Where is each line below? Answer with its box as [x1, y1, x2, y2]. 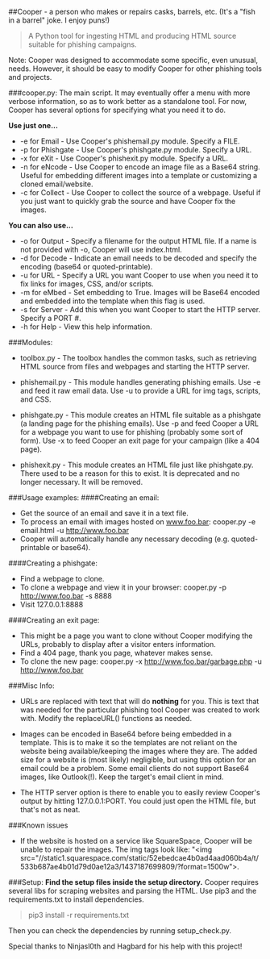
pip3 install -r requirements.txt [27, 911, 130, 919]
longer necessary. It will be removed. [19, 477, 143, 486]
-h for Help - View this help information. [19, 322, 153, 331]
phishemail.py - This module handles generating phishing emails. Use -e [19, 377, 261, 386]
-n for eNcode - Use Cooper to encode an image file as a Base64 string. [19, 162, 260, 172]
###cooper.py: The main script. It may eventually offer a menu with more [8, 88, 251, 98]
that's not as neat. [19, 805, 81, 814]
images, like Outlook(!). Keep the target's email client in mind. [19, 772, 224, 782]
